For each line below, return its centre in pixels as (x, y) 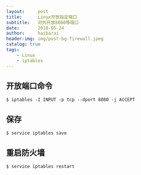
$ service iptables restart (41, 166)
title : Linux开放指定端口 (42, 17)
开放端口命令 (29, 86)
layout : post (27, 11)
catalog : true (23, 45)
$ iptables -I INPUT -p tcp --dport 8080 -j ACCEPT (70, 100)
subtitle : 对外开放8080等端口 (43, 22)
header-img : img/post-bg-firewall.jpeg (55, 39)
